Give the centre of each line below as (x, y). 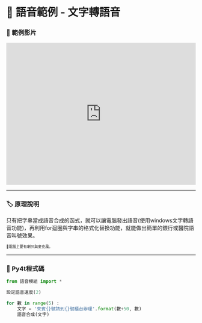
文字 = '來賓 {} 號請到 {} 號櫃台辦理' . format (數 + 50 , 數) (79, 309)
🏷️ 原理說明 (23, 204)
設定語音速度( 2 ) (24, 292)
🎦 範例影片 (22, 32)
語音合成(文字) (33, 314)
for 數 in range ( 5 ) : (33, 303)
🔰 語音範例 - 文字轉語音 (63, 12)
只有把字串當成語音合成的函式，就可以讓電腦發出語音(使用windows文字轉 (97, 220)
